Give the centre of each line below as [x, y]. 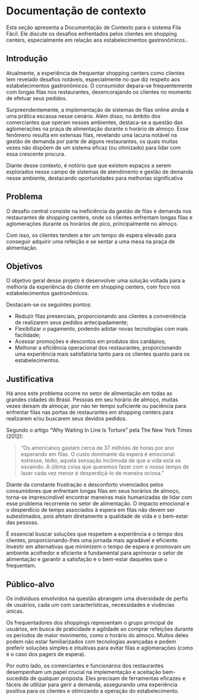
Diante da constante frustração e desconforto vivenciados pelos [85, 484]
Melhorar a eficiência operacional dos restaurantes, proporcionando [98, 348]
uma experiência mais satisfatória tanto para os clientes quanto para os [102, 354]
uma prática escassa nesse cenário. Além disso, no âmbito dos [83, 116]
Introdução [27, 58]
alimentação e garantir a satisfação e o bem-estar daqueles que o [87, 559]
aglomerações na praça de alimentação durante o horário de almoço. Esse [97, 128]
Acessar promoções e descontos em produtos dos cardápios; [90, 341]
